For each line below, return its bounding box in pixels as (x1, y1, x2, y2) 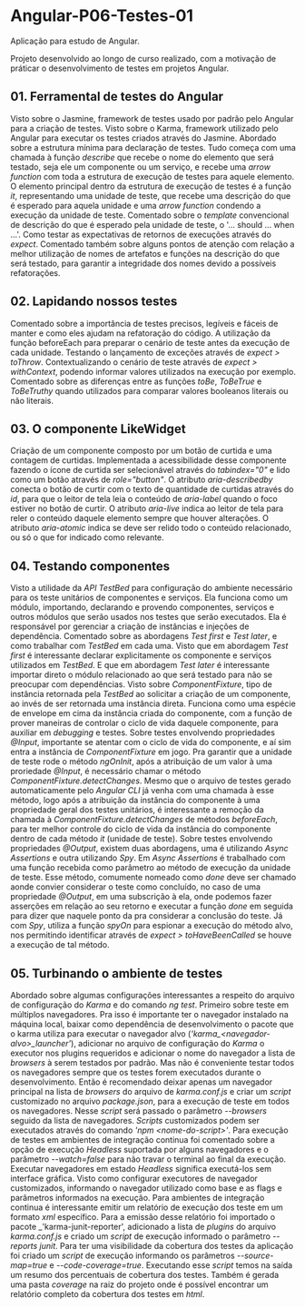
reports (10, 1241, 38, 1251)
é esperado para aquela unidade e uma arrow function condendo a (10, 200, 261, 211)
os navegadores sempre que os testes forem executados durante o (10, 1067, 261, 1077)
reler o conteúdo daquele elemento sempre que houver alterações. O (10, 513, 270, 524)
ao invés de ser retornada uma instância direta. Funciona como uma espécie (10, 698, 296, 709)
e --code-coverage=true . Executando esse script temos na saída (49, 1260, 293, 1271)
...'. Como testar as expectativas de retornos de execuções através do (10, 229, 271, 240)
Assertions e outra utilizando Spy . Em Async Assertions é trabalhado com (10, 852, 286, 863)
